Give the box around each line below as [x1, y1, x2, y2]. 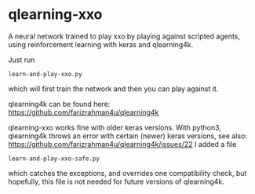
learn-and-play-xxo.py [8, 70, 82, 78]
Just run [8, 55, 35, 64]
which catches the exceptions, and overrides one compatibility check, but [8, 168, 247, 178]
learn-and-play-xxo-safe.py [8, 155, 100, 163]
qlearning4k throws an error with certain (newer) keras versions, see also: [8, 131, 247, 141]
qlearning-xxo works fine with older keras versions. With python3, [8, 123, 222, 132]
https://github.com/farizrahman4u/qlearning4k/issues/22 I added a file [8, 139, 237, 148]
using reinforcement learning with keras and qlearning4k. [8, 39, 194, 49]
